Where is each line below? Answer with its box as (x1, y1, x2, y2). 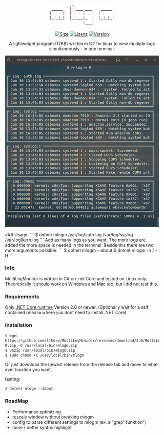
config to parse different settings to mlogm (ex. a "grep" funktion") (12, 419, 146, 425)
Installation (5, 322, 33, 329)
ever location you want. (5, 366, 52, 373)
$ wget (5, 333, 19, 339)
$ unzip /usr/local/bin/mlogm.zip (5, 348, 76, 353)
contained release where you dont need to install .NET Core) (5, 310, 127, 316)
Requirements (5, 293, 40, 300)
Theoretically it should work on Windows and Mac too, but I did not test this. (5, 281, 159, 287)
